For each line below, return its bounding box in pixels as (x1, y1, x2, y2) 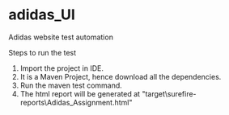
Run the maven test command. (19, 80, 123, 90)
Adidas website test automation (8, 32, 113, 42)
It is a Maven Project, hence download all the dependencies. (19, 72, 222, 81)
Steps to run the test (8, 47, 77, 57)
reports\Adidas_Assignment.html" (19, 97, 133, 107)
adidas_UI (8, 6, 75, 24)
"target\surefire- (141, 88, 197, 98)
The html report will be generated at (19, 88, 140, 98)
